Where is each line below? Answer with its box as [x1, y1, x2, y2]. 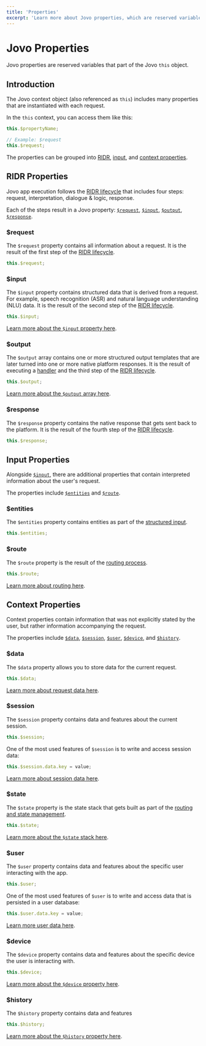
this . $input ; [6, 313, 40, 320]
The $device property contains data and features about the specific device [6, 951, 195, 958]
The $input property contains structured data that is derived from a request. [6, 289, 199, 296]
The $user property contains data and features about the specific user [6, 863, 184, 870]
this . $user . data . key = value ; [6, 910, 84, 917]
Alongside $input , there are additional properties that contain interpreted [6, 471, 190, 479]
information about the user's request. [6, 477, 101, 485]
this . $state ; [6, 822, 40, 828]
